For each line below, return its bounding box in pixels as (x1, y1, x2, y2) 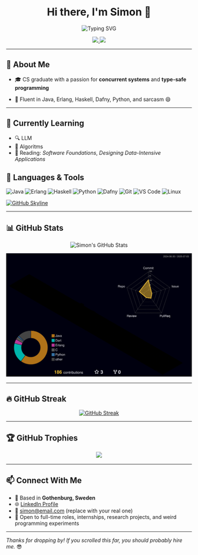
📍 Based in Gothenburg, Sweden (14, 494, 96, 501)
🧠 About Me (6, 60, 50, 70)
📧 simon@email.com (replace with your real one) (14, 507, 133, 514)
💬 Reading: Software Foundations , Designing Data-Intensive (14, 149, 161, 156)
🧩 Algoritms (14, 143, 43, 150)
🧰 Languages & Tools (6, 172, 84, 182)
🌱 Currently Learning (6, 118, 84, 129)
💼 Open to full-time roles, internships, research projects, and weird (14, 513, 177, 520)
